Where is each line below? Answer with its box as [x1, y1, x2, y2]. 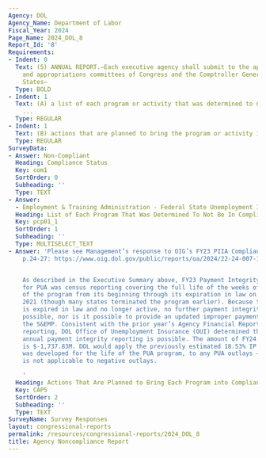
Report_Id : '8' [8, 41, 59, 49]
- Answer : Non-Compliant [8, 151, 90, 159]
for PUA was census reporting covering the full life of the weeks [22, 283, 249, 292]
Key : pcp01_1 [15, 218, 59, 226]
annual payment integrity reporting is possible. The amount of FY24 [22, 334, 257, 343]
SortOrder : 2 [15, 393, 59, 401]
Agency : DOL [8, 11, 47, 20]
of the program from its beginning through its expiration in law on [22, 291, 257, 299]
